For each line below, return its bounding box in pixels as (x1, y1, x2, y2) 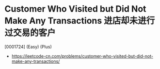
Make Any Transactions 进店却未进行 (4, 16, 155, 26)
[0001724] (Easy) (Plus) (4, 44, 52, 50)
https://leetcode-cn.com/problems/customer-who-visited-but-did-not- (11, 53, 154, 59)
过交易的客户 (4, 28, 56, 38)
